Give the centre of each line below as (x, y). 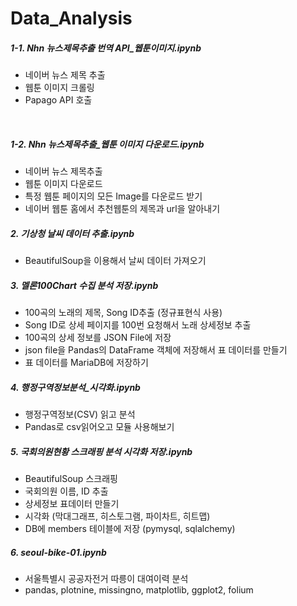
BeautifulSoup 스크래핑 (71, 478)
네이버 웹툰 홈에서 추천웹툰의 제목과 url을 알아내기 (122, 209)
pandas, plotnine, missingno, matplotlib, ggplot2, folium (139, 589)
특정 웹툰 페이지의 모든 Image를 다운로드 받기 (113, 196)
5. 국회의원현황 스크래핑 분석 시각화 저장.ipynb (101, 451)
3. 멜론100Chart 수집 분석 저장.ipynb (84, 285)
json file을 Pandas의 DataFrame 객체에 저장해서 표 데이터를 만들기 (156, 350)
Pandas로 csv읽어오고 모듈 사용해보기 (99, 427)
